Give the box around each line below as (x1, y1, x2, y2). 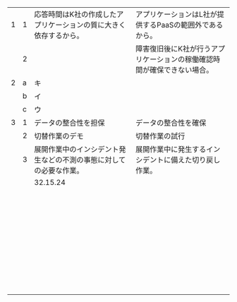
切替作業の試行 (135, 131, 186, 140)
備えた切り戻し (170, 155, 221, 164)
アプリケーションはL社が (135, 10, 217, 19)
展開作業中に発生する (135, 145, 207, 154)
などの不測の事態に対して (41, 155, 126, 164)
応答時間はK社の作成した (34, 10, 117, 19)
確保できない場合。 (149, 65, 214, 75)
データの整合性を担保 (34, 118, 105, 128)
